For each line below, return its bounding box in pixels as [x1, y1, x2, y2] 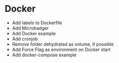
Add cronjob [12, 36, 38, 42]
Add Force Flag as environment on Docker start [12, 46, 111, 52]
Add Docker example [12, 30, 56, 36]
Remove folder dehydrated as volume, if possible [12, 41, 114, 47]
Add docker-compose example [12, 51, 77, 58]
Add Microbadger [12, 25, 49, 31]
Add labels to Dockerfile [12, 20, 63, 26]
